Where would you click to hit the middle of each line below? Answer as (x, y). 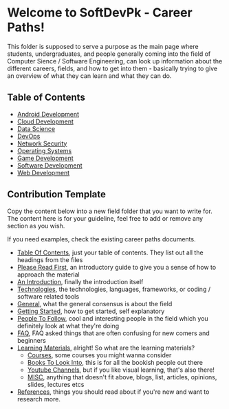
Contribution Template (57, 194)
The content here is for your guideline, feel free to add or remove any (105, 218)
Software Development (50, 165)
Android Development (48, 114)
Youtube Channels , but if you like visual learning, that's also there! (121, 370)
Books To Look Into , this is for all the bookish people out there (115, 362)
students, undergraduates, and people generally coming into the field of (109, 54)
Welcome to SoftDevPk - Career (100, 13)
